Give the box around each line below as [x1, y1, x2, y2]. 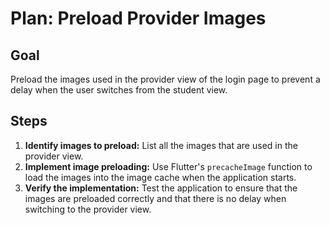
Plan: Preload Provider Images [10, 7, 267, 30]
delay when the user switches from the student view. [10, 84, 228, 96]
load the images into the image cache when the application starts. [24, 171, 297, 183]
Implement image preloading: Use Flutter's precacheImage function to [24, 160, 313, 172]
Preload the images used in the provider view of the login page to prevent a [10, 73, 321, 85]
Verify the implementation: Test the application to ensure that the [24, 182, 298, 194]
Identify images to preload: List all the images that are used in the [24, 139, 298, 151]
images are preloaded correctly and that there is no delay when [24, 192, 287, 204]
